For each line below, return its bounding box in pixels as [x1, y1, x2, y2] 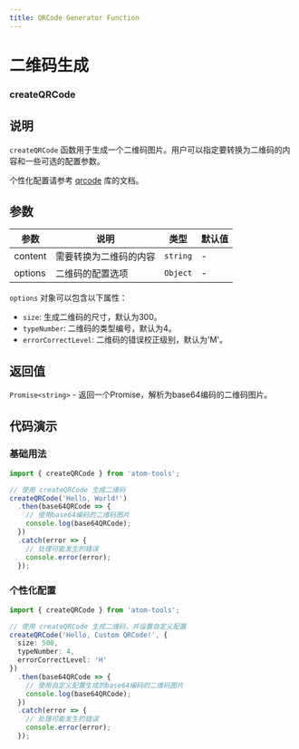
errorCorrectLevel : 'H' [17, 656, 107, 665]
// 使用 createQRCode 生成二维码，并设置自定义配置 [9, 622, 187, 631]
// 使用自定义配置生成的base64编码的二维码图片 [25, 681, 184, 690]
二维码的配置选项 [55, 267, 129, 280]
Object [164, 268, 193, 278]
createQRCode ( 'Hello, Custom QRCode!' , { [9, 630, 169, 639]
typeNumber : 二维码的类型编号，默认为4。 [22, 323, 177, 334]
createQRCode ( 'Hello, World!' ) [9, 493, 128, 503]
